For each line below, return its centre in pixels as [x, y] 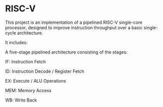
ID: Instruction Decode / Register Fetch [45, 71]
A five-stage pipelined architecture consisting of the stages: [66, 52]
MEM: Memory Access [28, 90]
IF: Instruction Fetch [26, 61]
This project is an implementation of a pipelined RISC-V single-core [74, 22]
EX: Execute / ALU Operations [36, 81]
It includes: [16, 42]
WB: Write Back [21, 100]
